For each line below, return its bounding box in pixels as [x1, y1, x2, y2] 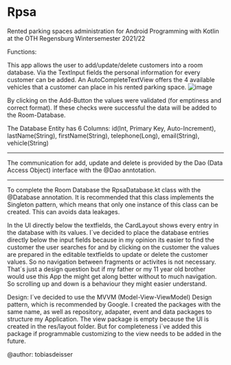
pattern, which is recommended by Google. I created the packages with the [7, 300, 221, 309]
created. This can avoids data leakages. [7, 207, 120, 216]
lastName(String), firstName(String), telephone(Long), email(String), [7, 132, 200, 140]
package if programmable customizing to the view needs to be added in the [7, 329, 222, 337]
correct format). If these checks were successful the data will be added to [7, 103, 217, 112]
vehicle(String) [7, 138, 49, 147]
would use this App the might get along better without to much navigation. [7, 272, 217, 280]
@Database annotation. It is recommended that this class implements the [7, 193, 214, 201]
